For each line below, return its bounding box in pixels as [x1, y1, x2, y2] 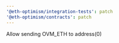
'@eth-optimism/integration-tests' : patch [6, 8, 113, 15]
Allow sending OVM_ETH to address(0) [6, 30, 102, 37]
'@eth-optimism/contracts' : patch [6, 14, 92, 20]
